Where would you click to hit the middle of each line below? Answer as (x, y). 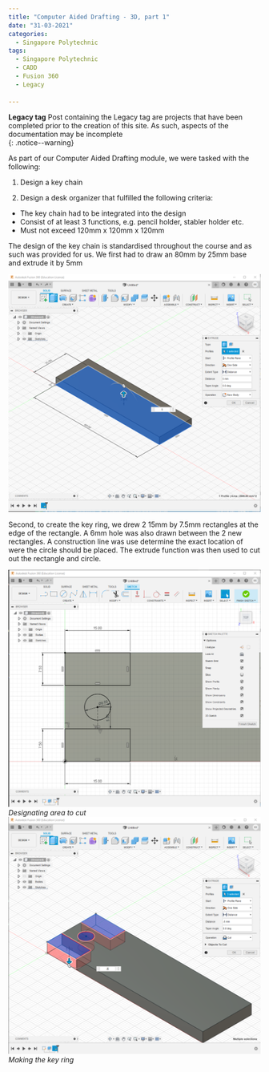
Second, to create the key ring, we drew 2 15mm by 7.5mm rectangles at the (133, 524)
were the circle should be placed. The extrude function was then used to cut (134, 550)
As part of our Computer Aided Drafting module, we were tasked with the (129, 158)
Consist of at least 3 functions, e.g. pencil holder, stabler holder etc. (132, 221)
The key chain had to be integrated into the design (103, 213)
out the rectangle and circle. (55, 558)
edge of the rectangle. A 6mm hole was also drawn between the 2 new (125, 532)
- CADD (26, 68)
